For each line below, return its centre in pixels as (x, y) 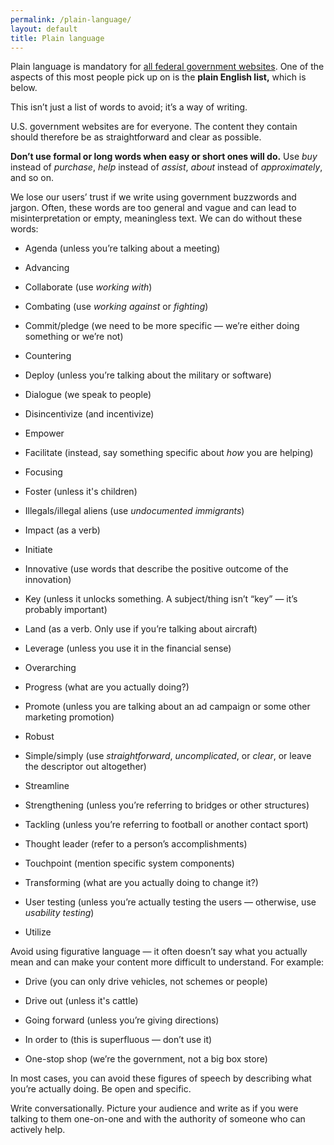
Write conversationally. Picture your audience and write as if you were (154, 1108)
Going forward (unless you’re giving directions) (122, 1020)
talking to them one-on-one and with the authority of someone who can (158, 1119)
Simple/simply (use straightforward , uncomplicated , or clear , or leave (168, 756)
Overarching (50, 668)
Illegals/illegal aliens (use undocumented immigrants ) (134, 511)
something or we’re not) (74, 337)
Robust (39, 737)
